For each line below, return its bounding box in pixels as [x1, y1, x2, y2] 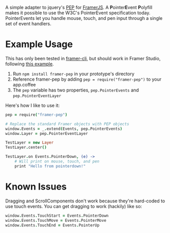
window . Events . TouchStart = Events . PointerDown [5, 213, 109, 218]
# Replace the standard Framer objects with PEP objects [5, 121, 130, 127]
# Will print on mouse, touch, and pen [14, 159, 100, 164]
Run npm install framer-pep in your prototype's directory [12, 71, 135, 77]
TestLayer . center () [5, 145, 47, 150]
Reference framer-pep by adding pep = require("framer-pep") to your [12, 76, 162, 82]
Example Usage [5, 38, 73, 50]
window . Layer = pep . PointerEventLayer [5, 131, 88, 136]
